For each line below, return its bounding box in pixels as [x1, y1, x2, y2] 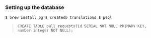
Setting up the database [5, 4, 65, 11]
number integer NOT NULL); [17, 28, 74, 33]
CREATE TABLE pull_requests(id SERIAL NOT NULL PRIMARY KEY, [17, 24, 147, 29]
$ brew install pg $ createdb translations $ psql [5, 15, 112, 20]
